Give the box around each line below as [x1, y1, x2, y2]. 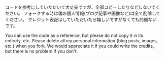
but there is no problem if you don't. [5, 48, 78, 54]
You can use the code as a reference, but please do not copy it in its [5, 32, 144, 38]
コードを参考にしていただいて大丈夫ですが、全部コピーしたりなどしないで [5, 4, 156, 10]
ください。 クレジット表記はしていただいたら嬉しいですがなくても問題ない [5, 17, 157, 22]
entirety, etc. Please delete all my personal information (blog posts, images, [5, 38, 158, 43]
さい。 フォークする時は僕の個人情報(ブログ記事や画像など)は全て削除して [9, 10, 161, 16]
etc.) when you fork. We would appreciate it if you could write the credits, [5, 43, 154, 49]
